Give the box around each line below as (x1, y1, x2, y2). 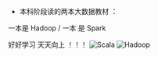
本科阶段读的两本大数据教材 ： (19, 7, 118, 16)
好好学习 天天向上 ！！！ (8, 40, 88, 49)
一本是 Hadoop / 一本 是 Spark (8, 23, 106, 33)
